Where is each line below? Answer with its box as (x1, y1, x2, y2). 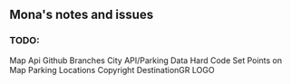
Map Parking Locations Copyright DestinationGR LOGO (9, 64, 215, 75)
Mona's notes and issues (9, 7, 154, 23)
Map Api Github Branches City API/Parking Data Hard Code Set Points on (9, 54, 283, 66)
